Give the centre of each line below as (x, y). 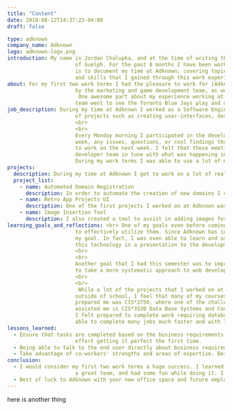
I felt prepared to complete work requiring (140, 315)
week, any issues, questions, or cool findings (145, 142)
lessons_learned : (32, 328)
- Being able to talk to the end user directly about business (106, 347)
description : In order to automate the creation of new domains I (123, 193)
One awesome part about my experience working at (151, 97)
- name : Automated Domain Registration (77, 187)
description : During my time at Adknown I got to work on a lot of (113, 174)
